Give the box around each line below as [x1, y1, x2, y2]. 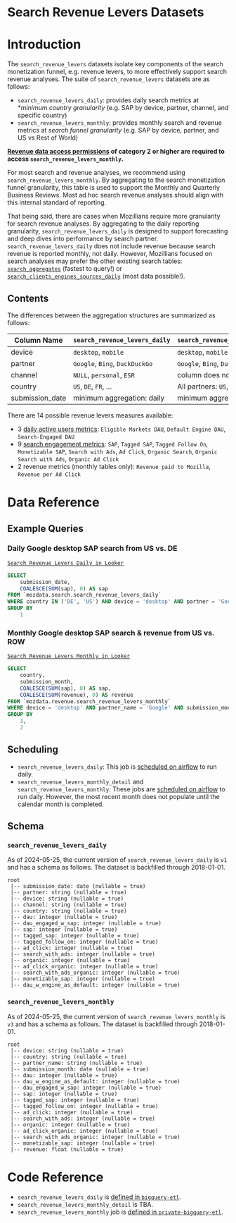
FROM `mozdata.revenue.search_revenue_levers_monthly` [7, 698, 171, 705]
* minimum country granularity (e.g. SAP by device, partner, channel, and [17, 104, 229, 112]
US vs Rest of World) [17, 133, 79, 142]
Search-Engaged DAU [17, 433, 75, 441]
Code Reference [7, 1169, 104, 1185]
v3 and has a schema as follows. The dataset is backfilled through [7, 1020, 198, 1028]
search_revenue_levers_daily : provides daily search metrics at [17, 96, 199, 104]
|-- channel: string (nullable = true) [10, 901, 128, 908]
